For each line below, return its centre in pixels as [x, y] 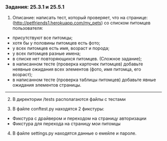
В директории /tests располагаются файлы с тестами [69, 99]
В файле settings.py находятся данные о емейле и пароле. [74, 133]
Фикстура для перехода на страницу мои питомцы [66, 124]
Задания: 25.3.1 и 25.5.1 [35, 7]
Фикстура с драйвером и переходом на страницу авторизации [79, 118]
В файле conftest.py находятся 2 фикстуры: [58, 109]
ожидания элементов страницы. [47, 85]
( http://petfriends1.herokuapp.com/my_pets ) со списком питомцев [81, 23]
